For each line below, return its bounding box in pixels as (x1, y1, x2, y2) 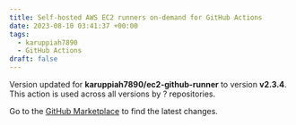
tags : (9, 29, 30, 38)
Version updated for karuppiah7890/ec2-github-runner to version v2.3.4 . (9, 79, 287, 89)
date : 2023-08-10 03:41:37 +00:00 (9, 21, 139, 30)
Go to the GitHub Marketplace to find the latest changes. (9, 106, 218, 116)
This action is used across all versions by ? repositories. (9, 88, 216, 99)
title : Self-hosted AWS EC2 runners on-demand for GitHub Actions (9, 12, 263, 22)
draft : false (9, 54, 58, 63)
